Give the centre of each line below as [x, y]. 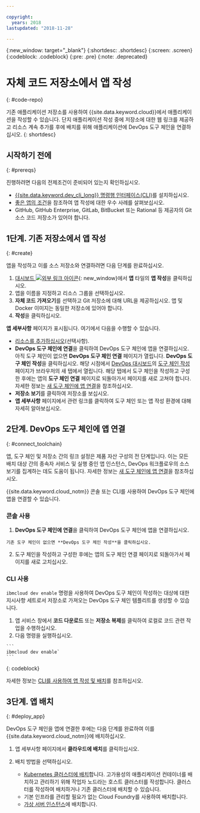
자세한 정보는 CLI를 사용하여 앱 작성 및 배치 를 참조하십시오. [75, 681]
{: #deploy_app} [26, 717]
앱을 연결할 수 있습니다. [33, 499]
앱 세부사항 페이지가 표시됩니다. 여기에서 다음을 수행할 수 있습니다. [83, 328]
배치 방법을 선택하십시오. [44, 762]
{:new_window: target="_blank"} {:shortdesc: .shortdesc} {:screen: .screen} [99, 50]
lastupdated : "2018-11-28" [40, 28]
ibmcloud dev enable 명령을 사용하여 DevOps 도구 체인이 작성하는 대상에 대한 [98, 593]
